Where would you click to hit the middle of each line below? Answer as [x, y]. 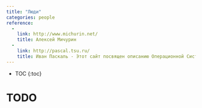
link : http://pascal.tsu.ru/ [54, 51]
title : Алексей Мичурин [47, 40]
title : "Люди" [24, 12]
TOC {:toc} [28, 73]
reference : [20, 23]
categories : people [31, 17]
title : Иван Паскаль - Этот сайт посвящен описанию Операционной [101, 56]
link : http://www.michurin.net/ [57, 34]
